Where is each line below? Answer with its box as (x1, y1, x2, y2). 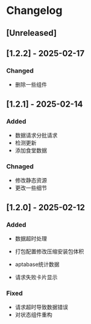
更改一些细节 (14, 184, 47, 191)
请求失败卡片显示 (14, 273, 58, 280)
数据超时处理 (14, 234, 47, 242)
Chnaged (6, 162, 34, 170)
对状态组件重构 (14, 311, 52, 319)
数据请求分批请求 (14, 131, 58, 139)
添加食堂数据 (14, 147, 47, 154)
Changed (6, 66, 34, 74)
